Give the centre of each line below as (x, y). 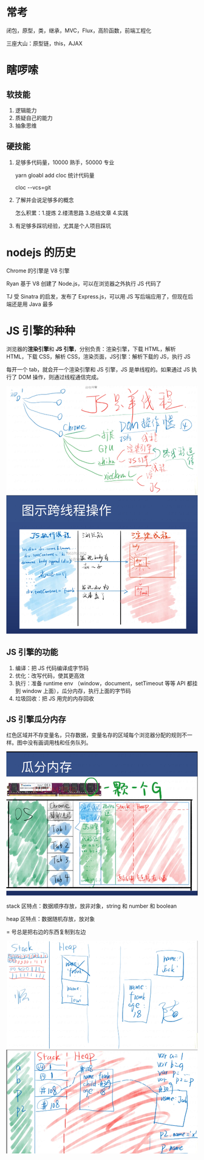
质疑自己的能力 (34, 118)
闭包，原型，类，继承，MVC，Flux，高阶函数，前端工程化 (79, 30)
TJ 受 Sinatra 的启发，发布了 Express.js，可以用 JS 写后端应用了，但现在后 (100, 296)
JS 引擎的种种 (41, 330)
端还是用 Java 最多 (30, 304)
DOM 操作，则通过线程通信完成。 (60, 377)
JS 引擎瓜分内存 (36, 720)
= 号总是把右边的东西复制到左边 (46, 931)
